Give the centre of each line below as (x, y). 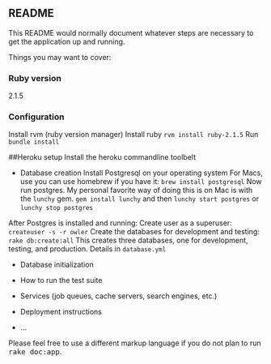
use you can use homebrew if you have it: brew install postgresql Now (141, 182)
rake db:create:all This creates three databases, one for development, (128, 240)
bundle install (34, 142)
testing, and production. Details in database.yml (87, 249)
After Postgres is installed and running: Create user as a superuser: (120, 223)
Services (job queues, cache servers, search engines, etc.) (119, 296)
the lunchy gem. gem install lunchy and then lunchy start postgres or (140, 199)
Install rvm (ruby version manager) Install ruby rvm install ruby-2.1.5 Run (133, 135)
